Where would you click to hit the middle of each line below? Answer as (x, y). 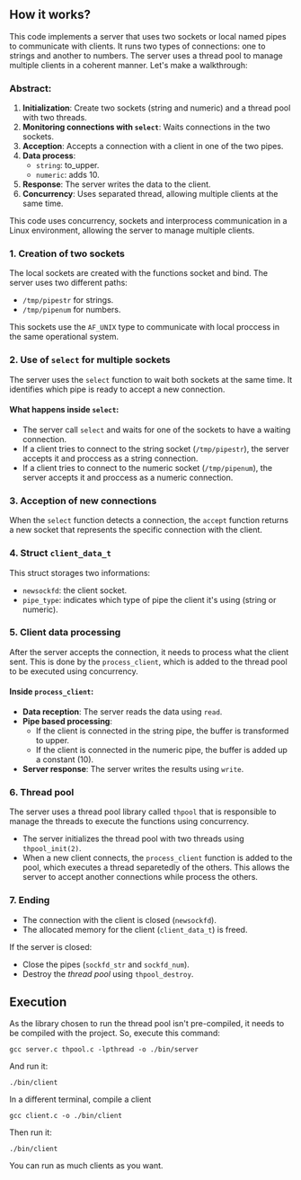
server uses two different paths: (68, 283)
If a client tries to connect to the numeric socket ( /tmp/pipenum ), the (147, 467)
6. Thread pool (42, 792)
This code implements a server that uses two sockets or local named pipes (148, 36)
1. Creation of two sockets (67, 253)
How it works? (50, 15)
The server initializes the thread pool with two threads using (133, 838)
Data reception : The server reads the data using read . (122, 712)
